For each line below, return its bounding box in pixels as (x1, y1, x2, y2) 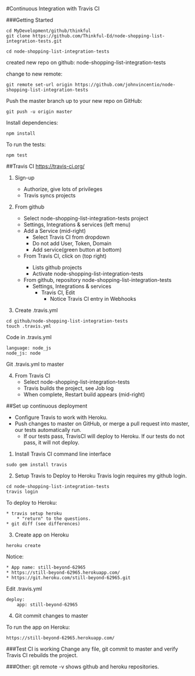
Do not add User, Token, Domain (32, 240, 112, 247)
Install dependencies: (6, 119, 58, 126)
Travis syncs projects (23, 192, 76, 199)
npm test (6, 152, 28, 158)
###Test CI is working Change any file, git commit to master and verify (6, 645, 178, 652)
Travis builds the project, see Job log (23, 385, 114, 392)
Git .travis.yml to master (6, 360, 64, 368)
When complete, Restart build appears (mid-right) (23, 391, 145, 398)
